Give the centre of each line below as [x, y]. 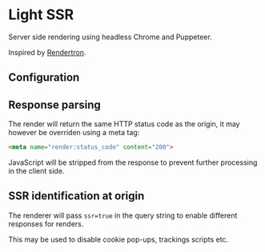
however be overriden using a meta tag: [74, 133]
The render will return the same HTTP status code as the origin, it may [124, 124]
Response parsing [55, 104]
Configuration [44, 78]
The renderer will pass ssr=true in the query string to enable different [123, 215]
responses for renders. [46, 224]
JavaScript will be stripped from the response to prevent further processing [133, 162]
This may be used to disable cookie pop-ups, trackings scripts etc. [118, 239]
